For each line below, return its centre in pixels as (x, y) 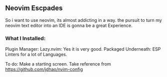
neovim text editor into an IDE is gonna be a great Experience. (69, 25)
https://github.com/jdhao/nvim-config (44, 70)
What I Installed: (25, 38)
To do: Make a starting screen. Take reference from (58, 64)
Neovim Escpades (34, 8)
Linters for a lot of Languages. (36, 55)
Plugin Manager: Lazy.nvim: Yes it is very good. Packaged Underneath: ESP (83, 49)
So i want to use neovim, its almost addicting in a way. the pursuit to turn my (84, 20)
